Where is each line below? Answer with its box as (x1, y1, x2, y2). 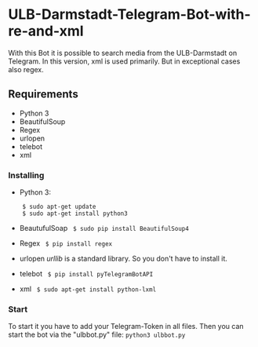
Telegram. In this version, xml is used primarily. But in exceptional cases (8, 57, 241, 66)
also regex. (8, 64, 45, 74)
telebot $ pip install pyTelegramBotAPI (19, 269, 154, 279)
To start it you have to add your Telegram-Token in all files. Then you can (8, 322, 245, 331)
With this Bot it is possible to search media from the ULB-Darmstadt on (8, 48, 238, 57)
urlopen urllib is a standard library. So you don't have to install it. (19, 254, 227, 264)
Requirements (8, 88, 78, 101)
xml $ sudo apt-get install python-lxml (19, 284, 157, 294)
